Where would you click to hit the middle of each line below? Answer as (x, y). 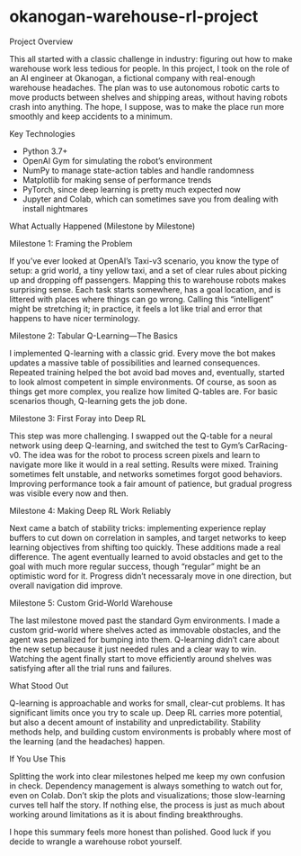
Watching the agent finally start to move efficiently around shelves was (141, 658)
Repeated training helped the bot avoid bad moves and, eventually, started (147, 372)
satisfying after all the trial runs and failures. (91, 668)
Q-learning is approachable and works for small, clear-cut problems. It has (147, 703)
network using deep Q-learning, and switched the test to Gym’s (127, 445)
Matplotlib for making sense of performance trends (117, 180)
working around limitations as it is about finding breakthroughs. (126, 814)
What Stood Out (39, 685)
